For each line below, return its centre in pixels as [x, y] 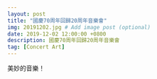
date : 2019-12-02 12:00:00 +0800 [57, 34]
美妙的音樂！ [26, 68]
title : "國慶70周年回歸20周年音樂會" [57, 21]
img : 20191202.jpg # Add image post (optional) [79, 27]
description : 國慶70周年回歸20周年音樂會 [64, 41]
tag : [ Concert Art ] [36, 47]
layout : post [27, 14]
